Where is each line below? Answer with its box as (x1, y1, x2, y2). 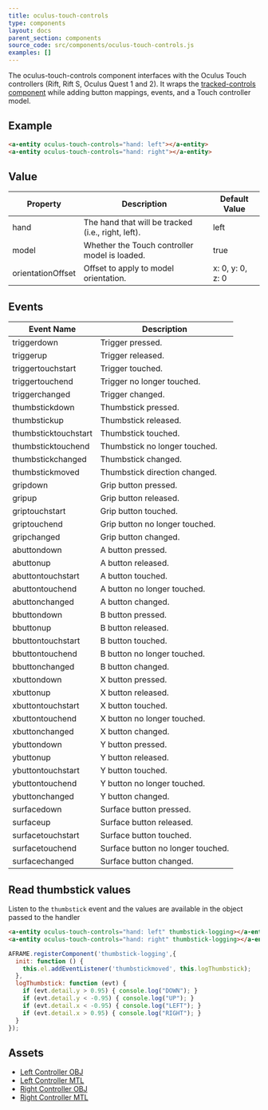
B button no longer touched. (100, 648, 205, 659)
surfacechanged (12, 855, 74, 867)
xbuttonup (12, 687, 51, 698)
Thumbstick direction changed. (100, 467, 217, 478)
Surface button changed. (100, 855, 194, 867)
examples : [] (8, 49, 52, 57)
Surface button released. (100, 817, 194, 828)
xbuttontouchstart (12, 700, 80, 711)
